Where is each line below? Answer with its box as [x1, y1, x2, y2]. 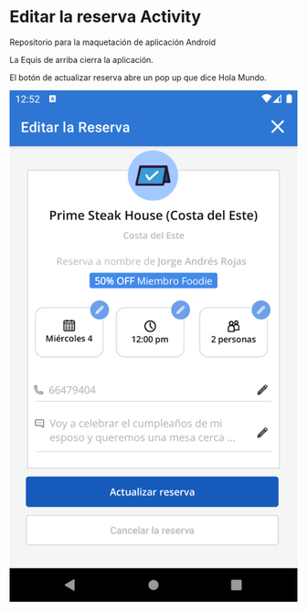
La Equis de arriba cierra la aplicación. [9, 54, 153, 65]
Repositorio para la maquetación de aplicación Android [9, 37, 217, 47]
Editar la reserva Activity [9, 6, 202, 27]
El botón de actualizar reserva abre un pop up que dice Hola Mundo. [9, 71, 267, 83]
